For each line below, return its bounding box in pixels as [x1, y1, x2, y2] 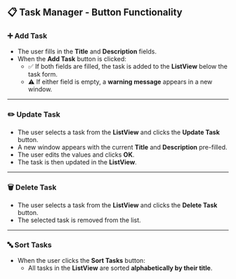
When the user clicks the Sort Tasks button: [17, 256, 145, 264]
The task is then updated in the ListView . [17, 157, 137, 166]
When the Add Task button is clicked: [17, 54, 126, 63]
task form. [27, 70, 58, 78]
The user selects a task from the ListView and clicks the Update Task [17, 128, 220, 136]
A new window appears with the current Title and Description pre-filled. [17, 143, 228, 151]
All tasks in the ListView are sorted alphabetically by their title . [27, 264, 213, 272]
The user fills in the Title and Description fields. [17, 47, 157, 56]
